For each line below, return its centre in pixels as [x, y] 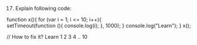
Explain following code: [43, 8]
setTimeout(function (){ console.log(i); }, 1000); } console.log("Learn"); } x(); [99, 26]
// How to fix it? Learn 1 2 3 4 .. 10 [47, 37]
